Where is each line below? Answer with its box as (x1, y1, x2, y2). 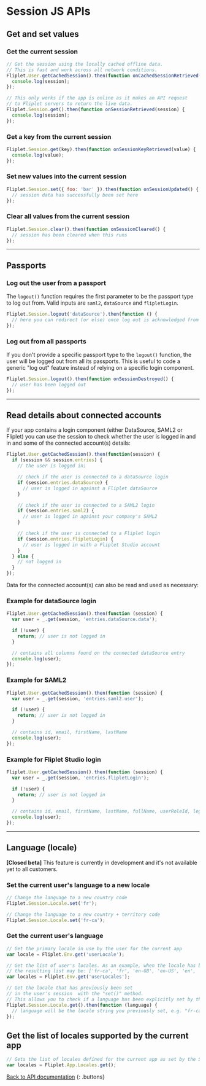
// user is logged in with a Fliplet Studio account (22, 542, 161, 548)
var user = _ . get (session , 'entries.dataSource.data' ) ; (12, 616, 158, 623)
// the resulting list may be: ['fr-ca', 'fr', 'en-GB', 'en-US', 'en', (6, 968, 196, 974)
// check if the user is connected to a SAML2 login (17, 502, 155, 508)
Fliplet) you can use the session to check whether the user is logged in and (6, 433, 196, 440)
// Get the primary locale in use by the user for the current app (6, 945, 183, 951)
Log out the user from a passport (6, 278, 106, 287)
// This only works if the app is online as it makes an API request (6, 95, 188, 101)
